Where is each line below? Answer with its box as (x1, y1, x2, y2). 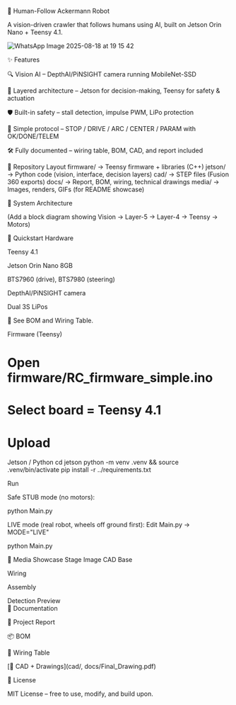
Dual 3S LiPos (7, 303, 48, 311)
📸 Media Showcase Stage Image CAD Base (7, 555, 133, 564)
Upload (7, 434, 51, 451)
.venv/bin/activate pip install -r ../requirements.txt (7, 466, 152, 474)
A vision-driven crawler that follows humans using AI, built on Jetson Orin (7, 21, 222, 28)
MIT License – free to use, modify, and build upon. (7, 689, 153, 698)
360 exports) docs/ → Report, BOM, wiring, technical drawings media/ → (7, 178, 220, 186)
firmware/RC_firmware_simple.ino (7, 370, 213, 386)
